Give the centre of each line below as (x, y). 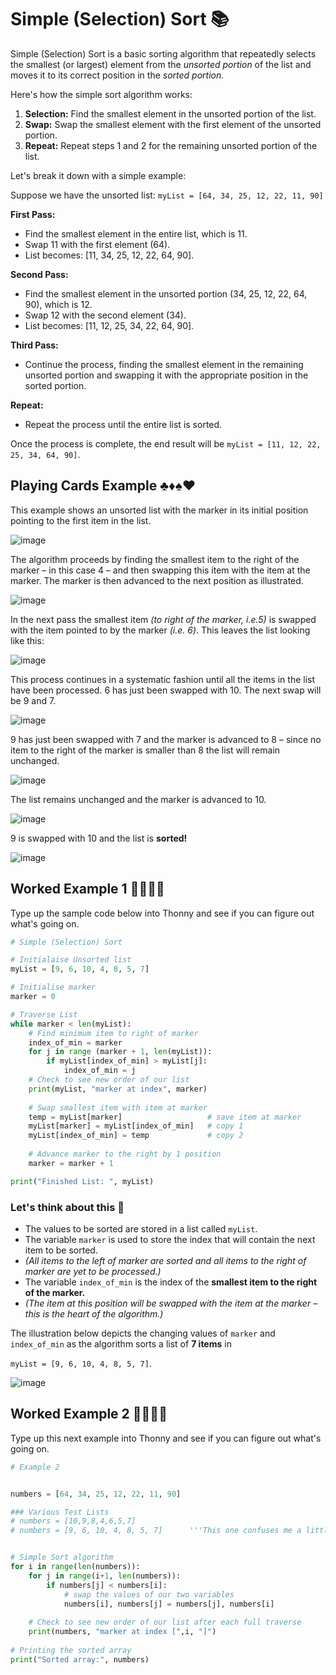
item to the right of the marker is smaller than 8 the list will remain (145, 750)
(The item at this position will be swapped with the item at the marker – (171, 1303)
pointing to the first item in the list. (81, 520)
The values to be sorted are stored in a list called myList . (141, 1228)
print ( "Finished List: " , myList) (82, 1181)
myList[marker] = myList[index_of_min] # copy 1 (136, 1126)
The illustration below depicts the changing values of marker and (143, 1333)
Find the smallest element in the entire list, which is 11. (136, 233)
